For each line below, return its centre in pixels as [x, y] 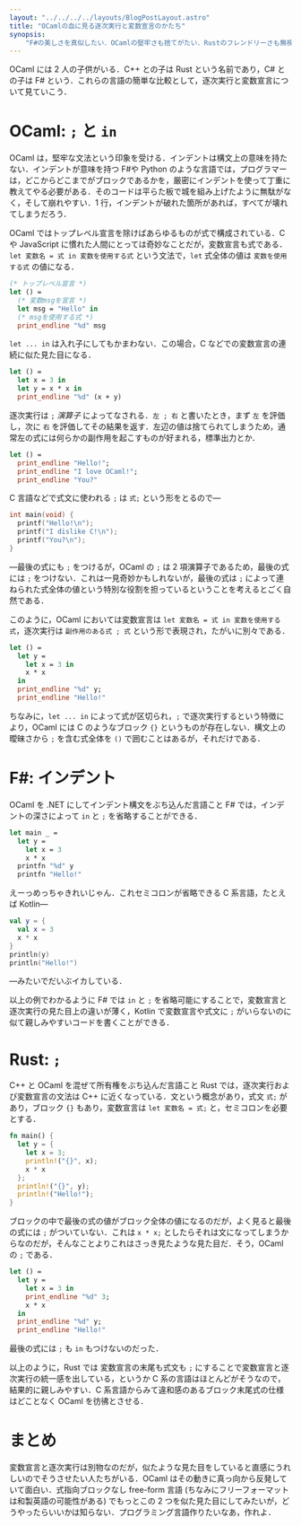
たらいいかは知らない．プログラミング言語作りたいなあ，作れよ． [154, 1513]
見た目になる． [68, 355]
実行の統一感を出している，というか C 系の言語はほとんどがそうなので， [151, 1379]
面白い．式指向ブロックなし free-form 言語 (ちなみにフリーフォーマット [157, 1490]
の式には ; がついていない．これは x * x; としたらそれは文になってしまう [145, 1232]
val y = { [28, 921]
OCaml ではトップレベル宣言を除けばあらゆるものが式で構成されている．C [147, 233]
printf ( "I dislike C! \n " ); [68, 532]
